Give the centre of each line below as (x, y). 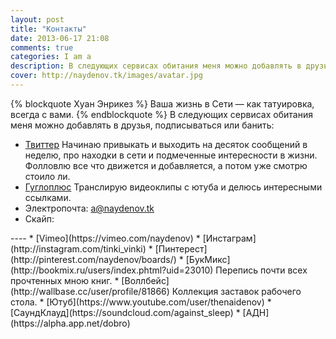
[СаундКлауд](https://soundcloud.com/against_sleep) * (125, 312)
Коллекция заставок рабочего (236, 291)
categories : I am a (51, 57)
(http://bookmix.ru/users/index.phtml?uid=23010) (112, 270)
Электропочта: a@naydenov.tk (89, 208)
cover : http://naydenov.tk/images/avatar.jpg (106, 76)
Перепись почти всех (261, 270)
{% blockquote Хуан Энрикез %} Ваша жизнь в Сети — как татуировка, (162, 103)
